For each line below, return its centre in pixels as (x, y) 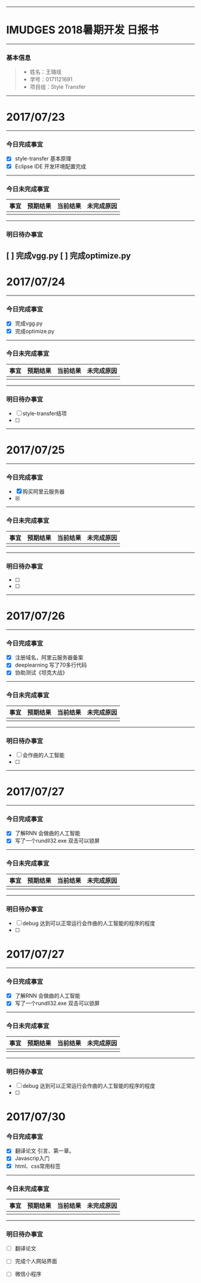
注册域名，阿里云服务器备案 (49, 658)
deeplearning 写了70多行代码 (51, 665)
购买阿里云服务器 (43, 492)
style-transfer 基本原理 (43, 159)
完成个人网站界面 (36, 1261)
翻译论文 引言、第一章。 (45, 1151)
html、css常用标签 (38, 1166)
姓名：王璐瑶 (45, 72)
